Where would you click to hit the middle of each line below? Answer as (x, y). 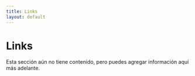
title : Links (22, 11)
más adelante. (23, 68)
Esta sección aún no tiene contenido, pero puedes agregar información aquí (97, 62)
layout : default (26, 17)
